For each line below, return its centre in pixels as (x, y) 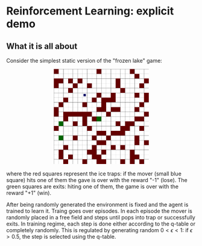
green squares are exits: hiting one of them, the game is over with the (93, 186)
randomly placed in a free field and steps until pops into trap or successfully (101, 217)
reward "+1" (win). (29, 193)
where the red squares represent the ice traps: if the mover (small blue (94, 174)
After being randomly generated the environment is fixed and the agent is (97, 204)
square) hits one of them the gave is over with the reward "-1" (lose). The (97, 180)
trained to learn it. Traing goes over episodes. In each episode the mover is (99, 211)
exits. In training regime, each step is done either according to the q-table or (101, 224)
